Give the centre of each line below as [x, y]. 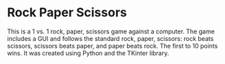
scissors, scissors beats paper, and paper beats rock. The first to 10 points [113, 46]
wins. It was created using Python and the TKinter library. [88, 53]
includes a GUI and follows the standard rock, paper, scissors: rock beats [110, 38]
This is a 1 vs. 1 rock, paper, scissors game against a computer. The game [111, 31]
